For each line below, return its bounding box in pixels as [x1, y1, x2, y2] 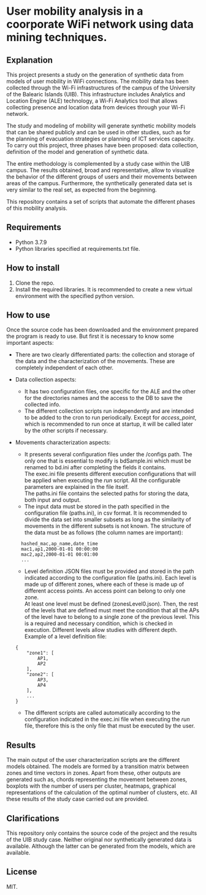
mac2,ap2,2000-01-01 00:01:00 [21, 551, 98, 558]
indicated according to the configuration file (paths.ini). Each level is [24, 574, 197, 582]
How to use [6, 310, 50, 320]
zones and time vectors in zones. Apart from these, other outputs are [6, 769, 181, 777]
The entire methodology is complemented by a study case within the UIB [6, 160, 190, 167]
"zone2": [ [26, 672, 55, 678]
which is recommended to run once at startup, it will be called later [24, 420, 193, 428]
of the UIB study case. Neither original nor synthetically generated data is [6, 836, 192, 843]
